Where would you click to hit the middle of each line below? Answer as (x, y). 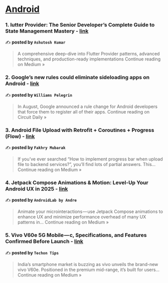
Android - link (22, 83)
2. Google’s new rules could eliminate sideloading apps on (77, 77)
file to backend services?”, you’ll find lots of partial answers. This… (87, 164)
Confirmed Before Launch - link (44, 241)
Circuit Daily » (32, 117)
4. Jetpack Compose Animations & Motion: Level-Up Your (77, 182)
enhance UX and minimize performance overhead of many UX (82, 217)
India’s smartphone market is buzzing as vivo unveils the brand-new (88, 264)
